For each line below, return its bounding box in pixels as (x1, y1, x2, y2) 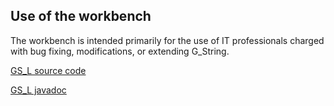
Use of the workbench (10, 8, 152, 25)
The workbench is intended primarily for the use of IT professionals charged (10, 34, 325, 46)
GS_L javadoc (10, 84, 67, 96)
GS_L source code (10, 64, 87, 76)
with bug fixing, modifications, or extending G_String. (10, 45, 230, 57)
